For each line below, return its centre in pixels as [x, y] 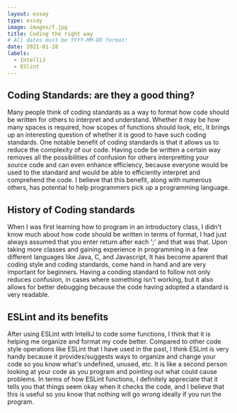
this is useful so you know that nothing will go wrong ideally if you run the [114, 395]
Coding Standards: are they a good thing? [101, 95]
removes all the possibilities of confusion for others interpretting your [108, 157]
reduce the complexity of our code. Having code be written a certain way [114, 150]
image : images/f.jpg [38, 27]
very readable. [28, 295]
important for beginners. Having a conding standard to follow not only [109, 272]
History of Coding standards [71, 210]
